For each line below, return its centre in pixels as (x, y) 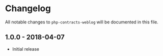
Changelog (28, 9)
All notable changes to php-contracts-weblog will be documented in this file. (82, 22)
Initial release (26, 49)
